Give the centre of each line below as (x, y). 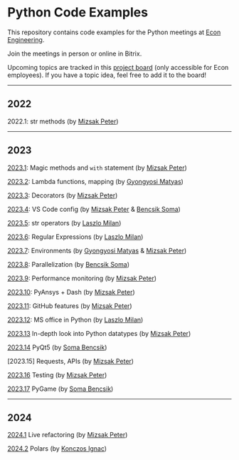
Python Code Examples (78, 12)
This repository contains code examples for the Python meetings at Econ (114, 32)
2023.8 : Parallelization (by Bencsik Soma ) (69, 264)
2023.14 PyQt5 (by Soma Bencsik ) (57, 347)
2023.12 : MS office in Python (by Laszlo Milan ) (75, 320)
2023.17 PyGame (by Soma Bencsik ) (60, 389)
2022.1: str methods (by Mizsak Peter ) (63, 121)
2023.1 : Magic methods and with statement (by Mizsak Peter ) (97, 168)
